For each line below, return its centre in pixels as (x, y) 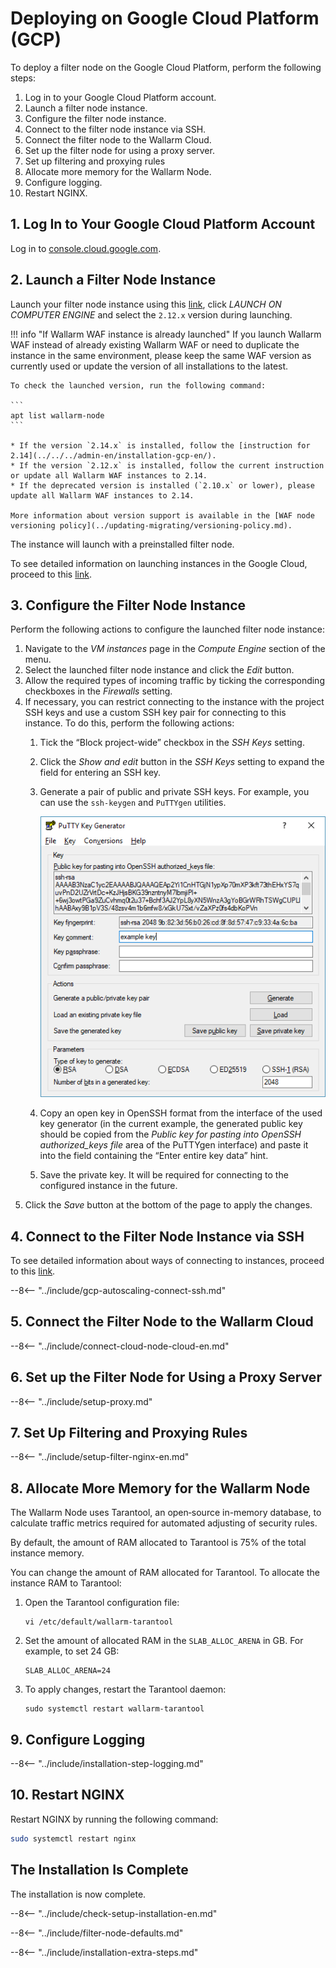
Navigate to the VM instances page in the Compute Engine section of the (175, 649)
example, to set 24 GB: (72, 1651)
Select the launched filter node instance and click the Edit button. (159, 670)
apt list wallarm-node (57, 415)
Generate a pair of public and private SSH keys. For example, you (174, 792)
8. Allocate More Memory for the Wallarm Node (160, 1488)
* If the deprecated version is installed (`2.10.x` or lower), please (162, 485)
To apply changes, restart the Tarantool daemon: (125, 1689)
